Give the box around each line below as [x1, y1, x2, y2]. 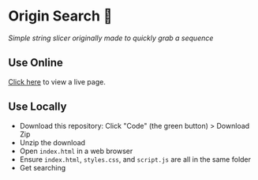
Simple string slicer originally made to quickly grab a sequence [8, 33, 214, 43]
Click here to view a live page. [8, 77, 107, 86]
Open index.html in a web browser [19, 146, 133, 156]
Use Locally [8, 100, 67, 114]
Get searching [19, 163, 66, 172]
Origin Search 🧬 [8, 7, 113, 25]
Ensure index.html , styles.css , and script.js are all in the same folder [19, 154, 251, 164]
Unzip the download [19, 137, 85, 147]
